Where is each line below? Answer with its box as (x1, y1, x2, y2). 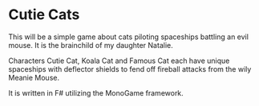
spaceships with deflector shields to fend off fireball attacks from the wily (8, 64, 252, 73)
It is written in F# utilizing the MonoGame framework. (8, 88, 184, 97)
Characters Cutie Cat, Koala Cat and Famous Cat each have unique (8, 56, 230, 65)
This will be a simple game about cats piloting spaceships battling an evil (8, 32, 249, 41)
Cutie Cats (8, 6, 80, 24)
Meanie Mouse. (8, 73, 60, 82)
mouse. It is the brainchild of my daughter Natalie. (8, 40, 174, 49)
